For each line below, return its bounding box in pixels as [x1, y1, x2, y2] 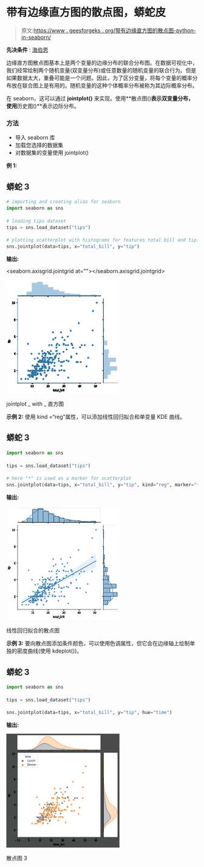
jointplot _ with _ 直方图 [6, 400, 64, 407]
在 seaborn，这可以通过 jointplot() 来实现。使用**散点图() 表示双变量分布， [6, 95, 194, 102]
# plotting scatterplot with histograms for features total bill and [6, 237, 186, 243]
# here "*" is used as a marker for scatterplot [6, 475, 132, 481]
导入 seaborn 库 [15, 134, 55, 141]
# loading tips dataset [6, 218, 67, 224]
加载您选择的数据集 [15, 141, 64, 149]
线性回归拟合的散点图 [6, 627, 59, 634]
